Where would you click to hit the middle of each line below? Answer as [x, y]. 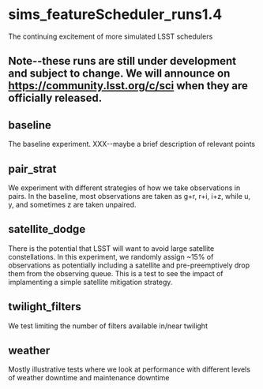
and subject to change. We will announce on [119, 74]
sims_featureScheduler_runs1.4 [115, 15]
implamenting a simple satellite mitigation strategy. [90, 282]
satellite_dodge [47, 229]
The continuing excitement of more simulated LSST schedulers [111, 36]
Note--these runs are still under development [122, 61]
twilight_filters [45, 307]
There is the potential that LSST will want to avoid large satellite [111, 248]
